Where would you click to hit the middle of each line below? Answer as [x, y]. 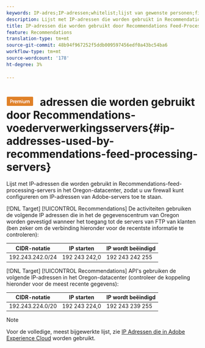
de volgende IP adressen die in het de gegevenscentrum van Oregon [93, 215]
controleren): [23, 235]
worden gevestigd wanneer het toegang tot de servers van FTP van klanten [101, 222]
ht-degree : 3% [24, 64]
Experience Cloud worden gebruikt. [51, 338]
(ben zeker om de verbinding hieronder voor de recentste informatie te [95, 228]
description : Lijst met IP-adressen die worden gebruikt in [85, 19]
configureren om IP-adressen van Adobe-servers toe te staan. [85, 197]
